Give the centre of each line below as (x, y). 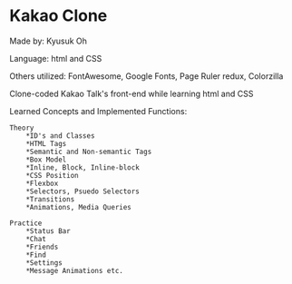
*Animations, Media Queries (78, 207)
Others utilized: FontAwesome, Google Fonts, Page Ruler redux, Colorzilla (146, 76)
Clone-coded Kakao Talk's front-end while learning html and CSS (131, 93)
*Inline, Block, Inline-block (83, 167)
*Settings (44, 263)
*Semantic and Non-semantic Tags (89, 152)
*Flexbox (42, 183)
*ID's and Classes (60, 136)
